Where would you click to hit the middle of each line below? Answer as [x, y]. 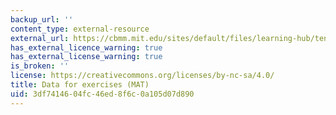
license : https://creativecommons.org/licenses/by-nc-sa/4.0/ [142, 76]
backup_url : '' [42, 19]
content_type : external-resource [80, 29]
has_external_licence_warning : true [86, 47]
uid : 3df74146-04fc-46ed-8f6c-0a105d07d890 [102, 94]
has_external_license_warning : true [86, 57]
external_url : [40, 38]
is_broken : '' [40, 66]
